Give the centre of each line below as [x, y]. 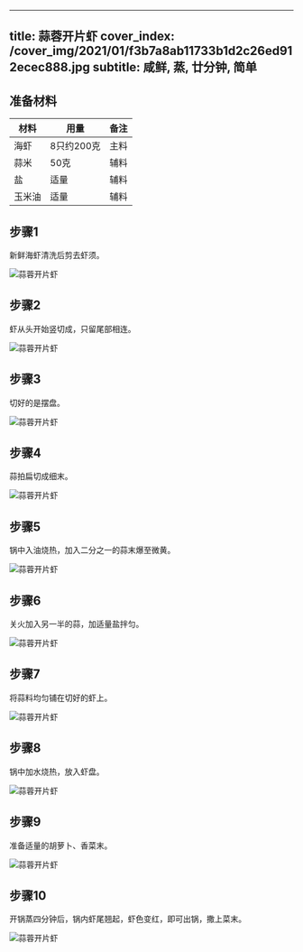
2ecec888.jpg [50, 67]
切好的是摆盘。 [37, 402]
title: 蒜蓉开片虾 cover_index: [92, 37]
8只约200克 [75, 146]
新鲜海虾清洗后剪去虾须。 [57, 255]
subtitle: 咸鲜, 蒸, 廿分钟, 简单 [175, 67]
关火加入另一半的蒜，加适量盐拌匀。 [77, 624]
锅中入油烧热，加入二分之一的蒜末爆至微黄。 [92, 550]
